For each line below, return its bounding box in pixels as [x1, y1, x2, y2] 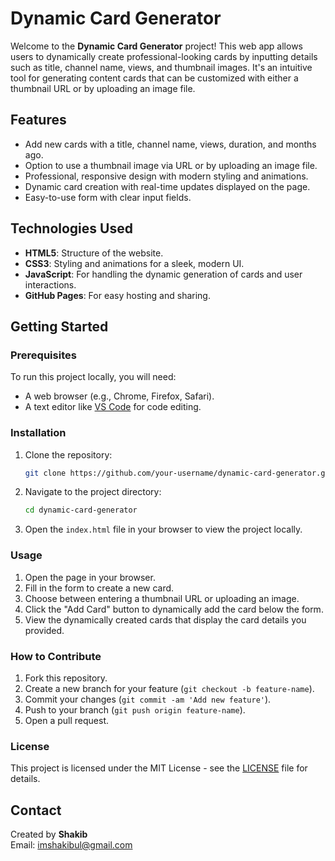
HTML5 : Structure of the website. [24, 247, 164, 259]
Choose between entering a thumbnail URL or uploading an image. [24, 592, 300, 604]
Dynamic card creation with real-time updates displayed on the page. [24, 180, 311, 192]
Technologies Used [10, 220, 133, 237]
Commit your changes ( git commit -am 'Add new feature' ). [24, 693, 272, 705]
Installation [10, 426, 67, 440]
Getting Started [10, 318, 109, 335]
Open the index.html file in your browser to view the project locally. [24, 523, 303, 536]
